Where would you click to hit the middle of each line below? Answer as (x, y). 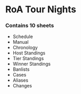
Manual (21, 42)
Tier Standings (28, 59)
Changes (22, 86)
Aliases (21, 80)
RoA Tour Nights (41, 10)
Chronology (25, 48)
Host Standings (29, 53)
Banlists (21, 69)
